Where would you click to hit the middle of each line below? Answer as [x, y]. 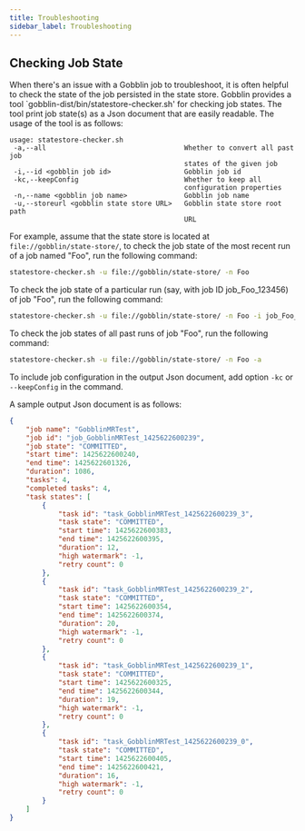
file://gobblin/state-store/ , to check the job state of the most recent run [150, 246]
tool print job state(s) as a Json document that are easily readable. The [142, 114]
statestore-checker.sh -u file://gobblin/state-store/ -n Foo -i [135, 316]
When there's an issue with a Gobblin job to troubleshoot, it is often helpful [149, 85]
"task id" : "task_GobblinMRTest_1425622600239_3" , [156, 514]
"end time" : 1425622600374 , [111, 615]
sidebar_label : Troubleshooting [70, 26]
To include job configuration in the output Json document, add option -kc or [151, 377]
